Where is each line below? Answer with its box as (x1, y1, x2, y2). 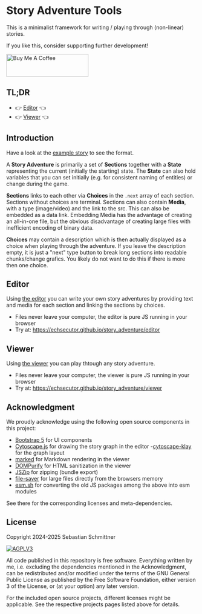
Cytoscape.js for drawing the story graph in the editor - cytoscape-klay (15, 443, 192, 450)
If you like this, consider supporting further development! (6, 42, 148, 49)
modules (15, 488, 37, 495)
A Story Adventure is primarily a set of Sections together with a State (6, 161, 181, 168)
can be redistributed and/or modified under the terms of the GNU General (6, 569, 190, 576)
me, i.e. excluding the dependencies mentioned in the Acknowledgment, (6, 563, 186, 570)
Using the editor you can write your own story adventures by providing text (6, 295, 194, 302)
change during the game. (6, 180, 70, 187)
